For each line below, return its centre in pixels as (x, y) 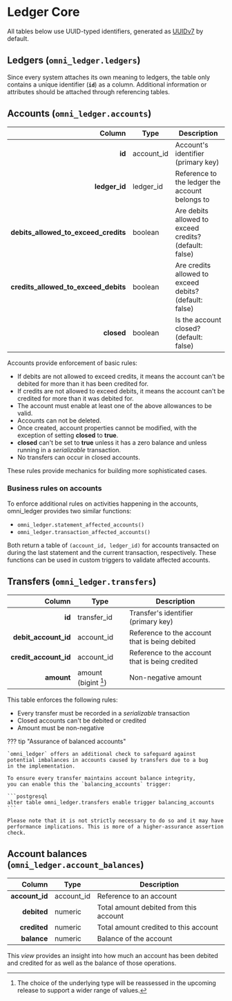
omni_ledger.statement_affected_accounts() (81, 525)
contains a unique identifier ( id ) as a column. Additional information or (107, 85)
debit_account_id (42, 637)
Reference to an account (137, 896)
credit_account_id (41, 657)
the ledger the (198, 182)
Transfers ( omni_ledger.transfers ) (82, 582)
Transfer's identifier (161, 612)
